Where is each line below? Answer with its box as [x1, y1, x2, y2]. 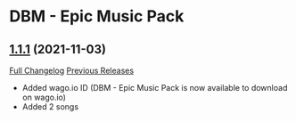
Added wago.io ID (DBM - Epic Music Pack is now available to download [21, 83, 288, 93]
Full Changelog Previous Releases [9, 65, 135, 76]
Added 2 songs [21, 101, 78, 112]
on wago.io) [21, 92, 67, 102]
